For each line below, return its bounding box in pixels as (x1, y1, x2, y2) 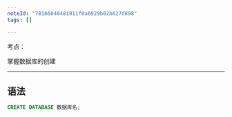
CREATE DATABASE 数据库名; (7, 104, 81, 111)
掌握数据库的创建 (7, 56, 56, 65)
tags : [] (7, 17, 32, 23)
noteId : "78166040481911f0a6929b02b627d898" (7, 10, 137, 17)
